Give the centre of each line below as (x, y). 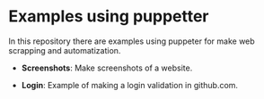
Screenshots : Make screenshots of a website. (107, 68)
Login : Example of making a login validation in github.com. (130, 85)
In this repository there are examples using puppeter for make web (132, 41)
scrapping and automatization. (65, 50)
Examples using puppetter (109, 16)
